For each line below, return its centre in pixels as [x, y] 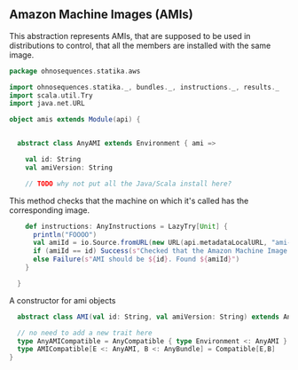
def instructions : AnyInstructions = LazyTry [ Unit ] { [126, 226]
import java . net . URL [47, 104]
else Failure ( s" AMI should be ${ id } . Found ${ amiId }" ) [136, 260]
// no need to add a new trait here [85, 333]
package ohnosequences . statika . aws [75, 71]
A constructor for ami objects [63, 300]
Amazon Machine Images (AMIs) [101, 15]
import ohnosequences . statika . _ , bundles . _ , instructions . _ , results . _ [145, 87]
